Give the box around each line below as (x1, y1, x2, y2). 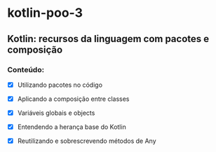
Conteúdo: (7, 64, 44, 74)
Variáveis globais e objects (17, 109, 95, 117)
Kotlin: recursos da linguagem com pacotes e (7, 33, 210, 45)
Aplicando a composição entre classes (17, 95, 130, 103)
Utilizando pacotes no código (17, 81, 103, 89)
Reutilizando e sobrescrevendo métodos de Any (17, 137, 156, 145)
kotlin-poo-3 (7, 5, 83, 21)
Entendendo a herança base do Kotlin (17, 123, 126, 131)
